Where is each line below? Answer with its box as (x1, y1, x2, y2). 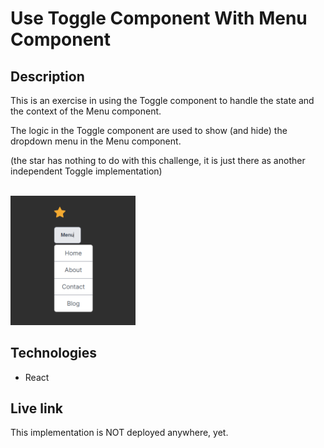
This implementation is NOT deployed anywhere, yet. (10, 427, 229, 439)
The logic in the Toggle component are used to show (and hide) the (10, 125, 288, 136)
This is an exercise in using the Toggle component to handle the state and (10, 95, 315, 106)
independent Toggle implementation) (10, 165, 163, 177)
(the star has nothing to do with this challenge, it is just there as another (10, 155, 306, 166)
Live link (10, 400, 63, 417)
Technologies (10, 345, 98, 362)
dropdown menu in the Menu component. (10, 135, 182, 147)
